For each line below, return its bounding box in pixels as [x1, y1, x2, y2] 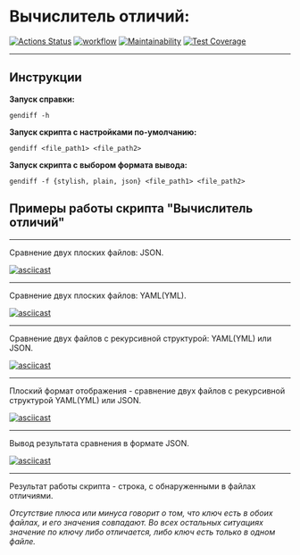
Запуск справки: [9, 94, 75, 104]
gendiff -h [9, 111, 50, 120]
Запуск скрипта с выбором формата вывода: [9, 159, 187, 170]
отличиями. [9, 490, 54, 501]
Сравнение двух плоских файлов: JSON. [9, 247, 164, 258]
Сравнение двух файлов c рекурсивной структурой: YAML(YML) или [9, 333, 272, 344]
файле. [9, 535, 36, 546]
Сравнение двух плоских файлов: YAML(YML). [9, 290, 187, 301]
